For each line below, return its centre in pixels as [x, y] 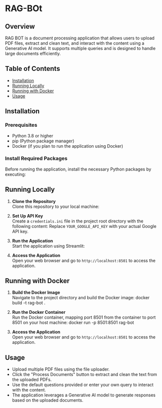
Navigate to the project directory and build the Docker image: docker [81, 298]
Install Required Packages [36, 158]
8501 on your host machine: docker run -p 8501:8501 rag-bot [73, 323]
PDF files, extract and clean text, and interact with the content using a [75, 43]
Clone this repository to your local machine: [56, 206]
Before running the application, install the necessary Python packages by [78, 169]
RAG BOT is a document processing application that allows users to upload [80, 38]
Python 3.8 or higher [32, 136]
